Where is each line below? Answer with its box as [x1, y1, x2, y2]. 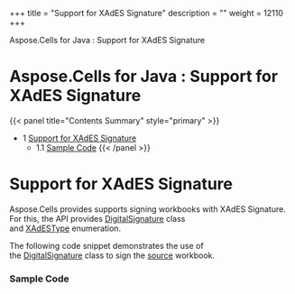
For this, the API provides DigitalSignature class [9, 213, 186, 224]
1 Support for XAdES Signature [22, 133, 137, 143]
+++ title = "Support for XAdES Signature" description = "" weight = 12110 [9, 8, 284, 18]
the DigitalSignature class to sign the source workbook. [9, 250, 215, 261]
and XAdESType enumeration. [9, 223, 122, 234]
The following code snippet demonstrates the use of [9, 240, 205, 251]
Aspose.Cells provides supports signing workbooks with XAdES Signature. [9, 203, 286, 215]
